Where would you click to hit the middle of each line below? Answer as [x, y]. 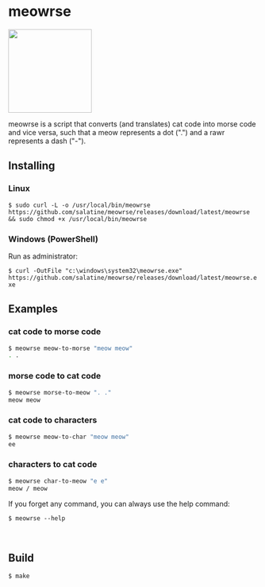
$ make [19, 576]
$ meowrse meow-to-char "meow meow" [69, 437]
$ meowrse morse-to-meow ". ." [60, 392]
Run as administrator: [43, 256]
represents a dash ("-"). [47, 141]
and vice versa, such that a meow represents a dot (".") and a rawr [117, 132]
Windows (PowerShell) [54, 239]
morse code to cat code [55, 376]
